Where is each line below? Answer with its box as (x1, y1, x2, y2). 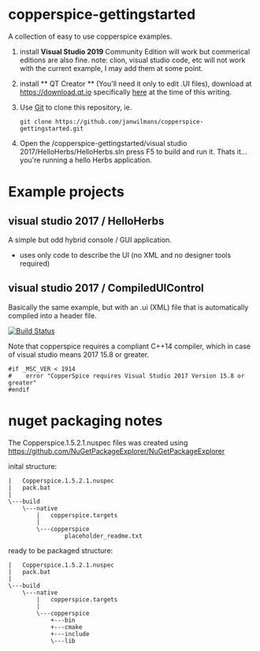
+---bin (50, 616, 76, 624)
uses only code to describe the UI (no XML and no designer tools (19, 250, 232, 259)
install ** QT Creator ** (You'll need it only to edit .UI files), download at (19, 79, 252, 88)
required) (19, 259, 50, 268)
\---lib (50, 637, 76, 645)
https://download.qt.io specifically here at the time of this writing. (19, 87, 232, 96)
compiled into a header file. (8, 311, 97, 320)
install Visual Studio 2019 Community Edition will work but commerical (19, 46, 251, 56)
